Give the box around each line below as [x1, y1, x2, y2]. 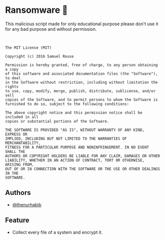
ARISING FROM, [5, 162, 35, 167]
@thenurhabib [12, 201, 42, 207]
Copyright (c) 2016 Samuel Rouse [5, 54, 74, 59]
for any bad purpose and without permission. [5, 26, 97, 32]
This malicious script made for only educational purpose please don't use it [5, 21, 159, 27]
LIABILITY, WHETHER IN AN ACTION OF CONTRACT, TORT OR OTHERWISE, [5, 158, 145, 163]
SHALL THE [5, 149, 26, 154]
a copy [5, 67, 19, 72]
